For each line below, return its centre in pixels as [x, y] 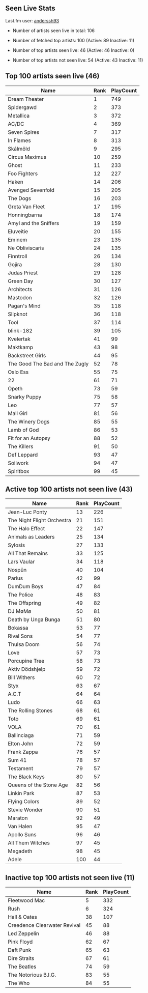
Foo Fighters [23, 174]
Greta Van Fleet [26, 207]
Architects [20, 289]
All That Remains [28, 553]
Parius [16, 578]
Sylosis [17, 545]
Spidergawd [22, 107]
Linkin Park [21, 793]
